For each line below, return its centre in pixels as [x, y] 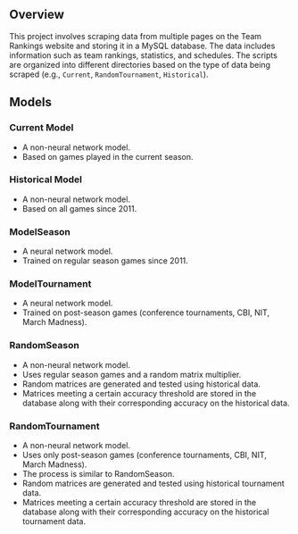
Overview [37, 15]
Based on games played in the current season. [108, 156]
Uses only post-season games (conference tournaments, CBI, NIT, [145, 455]
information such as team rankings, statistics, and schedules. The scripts [144, 55]
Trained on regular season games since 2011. [105, 261]
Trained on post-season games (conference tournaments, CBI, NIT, [146, 313]
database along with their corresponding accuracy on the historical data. [156, 403]
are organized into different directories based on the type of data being [140, 64]
